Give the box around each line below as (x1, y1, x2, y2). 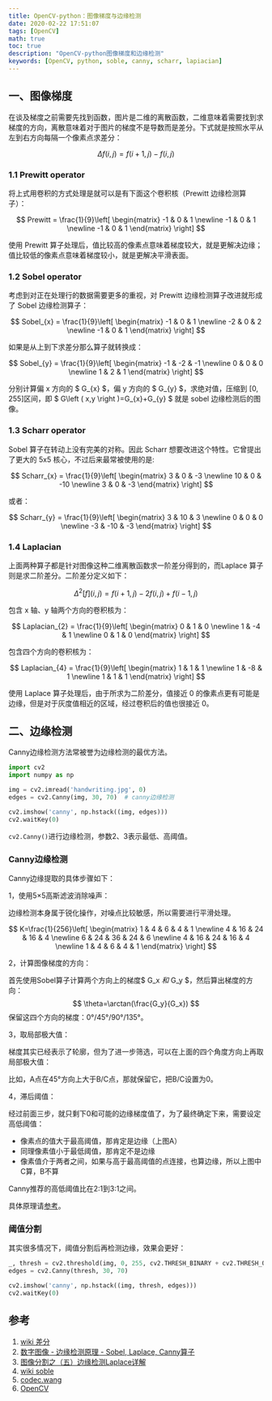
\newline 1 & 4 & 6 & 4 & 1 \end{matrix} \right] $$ (55, 941, 217, 951)
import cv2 (8, 763, 45, 771)
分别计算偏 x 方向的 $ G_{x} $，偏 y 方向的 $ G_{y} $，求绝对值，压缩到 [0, (8, 384, 259, 393)
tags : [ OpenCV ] (8, 27, 60, 35)
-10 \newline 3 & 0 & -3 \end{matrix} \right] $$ (58, 479, 214, 489)
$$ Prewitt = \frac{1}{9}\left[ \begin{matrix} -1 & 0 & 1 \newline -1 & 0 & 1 (15, 214, 257, 224)
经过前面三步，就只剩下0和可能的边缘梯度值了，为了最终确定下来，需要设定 (8, 1108, 261, 1118)
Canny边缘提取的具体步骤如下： (8, 873, 116, 883)
